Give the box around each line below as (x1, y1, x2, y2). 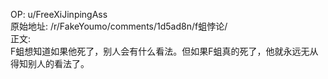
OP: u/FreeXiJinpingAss (10, 9, 108, 20)
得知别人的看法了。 (10, 58, 90, 69)
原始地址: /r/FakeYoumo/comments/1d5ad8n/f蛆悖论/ (10, 20, 228, 32)
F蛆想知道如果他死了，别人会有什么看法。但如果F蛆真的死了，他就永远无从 (10, 45, 319, 57)
